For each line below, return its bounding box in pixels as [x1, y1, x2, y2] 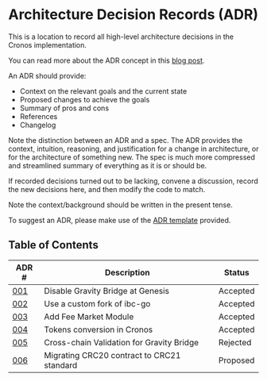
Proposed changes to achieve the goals [19, 94, 150, 104]
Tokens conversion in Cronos [44, 324, 153, 335]
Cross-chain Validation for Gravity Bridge [44, 337, 199, 348]
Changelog [19, 120, 56, 129]
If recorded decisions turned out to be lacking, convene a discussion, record [8, 176, 258, 186]
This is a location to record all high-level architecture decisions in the [8, 32, 234, 41]
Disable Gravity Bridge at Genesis [44, 285, 169, 296]
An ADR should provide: [8, 71, 87, 80]
